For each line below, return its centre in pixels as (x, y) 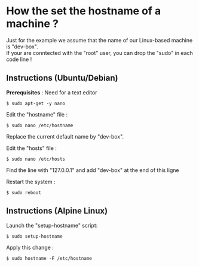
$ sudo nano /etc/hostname (40, 125)
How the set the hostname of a (84, 11)
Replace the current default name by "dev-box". (65, 136)
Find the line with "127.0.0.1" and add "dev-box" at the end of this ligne (93, 170)
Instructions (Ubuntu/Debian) (62, 78)
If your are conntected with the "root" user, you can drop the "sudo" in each (99, 53)
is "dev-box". (22, 47)
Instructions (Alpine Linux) (57, 211)
